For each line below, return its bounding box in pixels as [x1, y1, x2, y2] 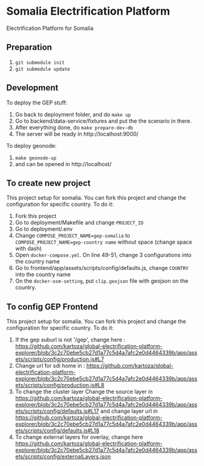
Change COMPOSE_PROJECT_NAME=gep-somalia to [15, 232, 130, 239]
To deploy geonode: [6, 142, 57, 149]
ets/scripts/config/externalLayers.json [15, 453, 111, 461]
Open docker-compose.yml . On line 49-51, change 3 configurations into [15, 252, 192, 259]
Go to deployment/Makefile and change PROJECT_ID [15, 219, 144, 227]
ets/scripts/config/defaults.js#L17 [15, 407, 99, 415]
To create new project [6, 178, 91, 188]
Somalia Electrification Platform [6, 4, 171, 18]
